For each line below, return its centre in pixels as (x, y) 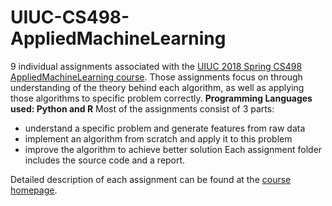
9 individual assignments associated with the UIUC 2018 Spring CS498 (156, 66)
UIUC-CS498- (70, 17)
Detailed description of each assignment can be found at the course (151, 179)
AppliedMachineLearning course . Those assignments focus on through (156, 77)
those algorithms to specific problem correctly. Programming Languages (161, 98)
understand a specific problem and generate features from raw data (165, 128)
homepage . (34, 190)
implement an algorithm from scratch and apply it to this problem (158, 138)
